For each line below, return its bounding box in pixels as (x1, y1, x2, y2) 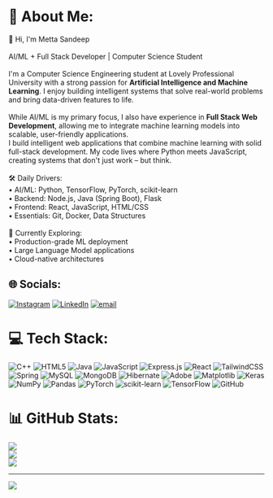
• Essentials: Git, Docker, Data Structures (8, 211, 146, 221)
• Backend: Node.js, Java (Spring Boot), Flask (8, 193, 162, 203)
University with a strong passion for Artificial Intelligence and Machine (8, 77, 249, 87)
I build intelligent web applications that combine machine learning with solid (8, 138, 262, 147)
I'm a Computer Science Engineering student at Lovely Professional (8, 68, 234, 78)
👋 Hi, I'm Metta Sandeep (8, 34, 90, 44)
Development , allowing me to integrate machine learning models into (8, 120, 240, 130)
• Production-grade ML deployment (8, 236, 128, 247)
